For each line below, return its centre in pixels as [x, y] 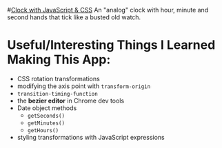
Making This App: [59, 60]
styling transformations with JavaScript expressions [91, 137]
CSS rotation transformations [58, 78]
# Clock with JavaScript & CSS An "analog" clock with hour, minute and [108, 10]
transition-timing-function [57, 94]
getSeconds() [46, 116]
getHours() [43, 130]
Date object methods [47, 108]
